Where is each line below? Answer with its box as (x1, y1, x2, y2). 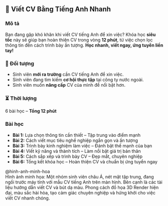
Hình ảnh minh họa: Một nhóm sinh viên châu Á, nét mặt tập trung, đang (5, 173, 154, 179)
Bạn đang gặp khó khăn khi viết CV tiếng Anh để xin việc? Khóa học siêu (5, 31, 156, 38)
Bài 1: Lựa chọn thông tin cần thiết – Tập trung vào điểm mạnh (12, 132, 141, 138)
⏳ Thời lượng (5, 95, 37, 102)
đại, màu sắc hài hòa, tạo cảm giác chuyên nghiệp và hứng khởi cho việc (5, 189, 155, 195)
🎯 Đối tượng (5, 60, 34, 67)
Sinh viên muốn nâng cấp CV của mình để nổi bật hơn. (12, 82, 126, 88)
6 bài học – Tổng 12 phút (5, 108, 57, 114)
